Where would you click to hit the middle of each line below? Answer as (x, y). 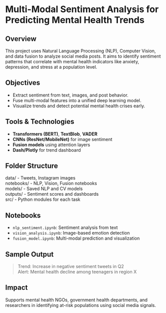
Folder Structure (32, 166)
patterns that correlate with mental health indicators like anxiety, (72, 61)
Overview (21, 39)
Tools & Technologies (40, 122)
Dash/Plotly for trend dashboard (47, 150)
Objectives (23, 83)
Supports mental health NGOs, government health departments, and (76, 300)
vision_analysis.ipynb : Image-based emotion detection (71, 233)
